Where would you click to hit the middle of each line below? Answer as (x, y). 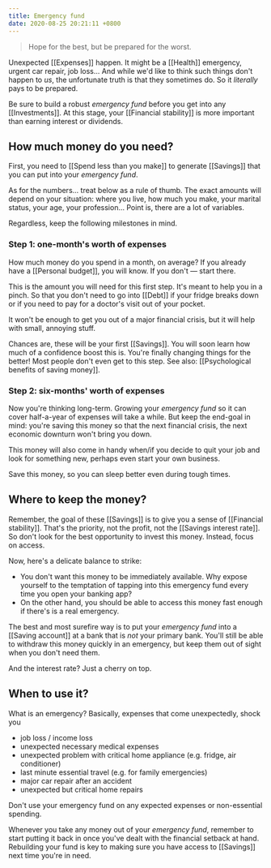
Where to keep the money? (78, 500)
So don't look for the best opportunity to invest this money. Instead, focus (131, 536)
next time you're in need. (50, 855)
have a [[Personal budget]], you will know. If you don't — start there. (122, 271)
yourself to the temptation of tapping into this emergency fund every (134, 585)
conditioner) (40, 763)
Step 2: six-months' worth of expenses (87, 390)
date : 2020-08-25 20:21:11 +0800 (65, 24)
